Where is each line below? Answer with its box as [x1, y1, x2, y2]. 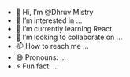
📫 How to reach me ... [15, 42, 89, 50]
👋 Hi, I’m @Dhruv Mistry [15, 8, 94, 16]
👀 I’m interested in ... [15, 16, 83, 25]
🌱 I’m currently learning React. [15, 24, 114, 33]
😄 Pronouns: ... [15, 53, 67, 62]
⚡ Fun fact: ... [15, 61, 59, 71]
